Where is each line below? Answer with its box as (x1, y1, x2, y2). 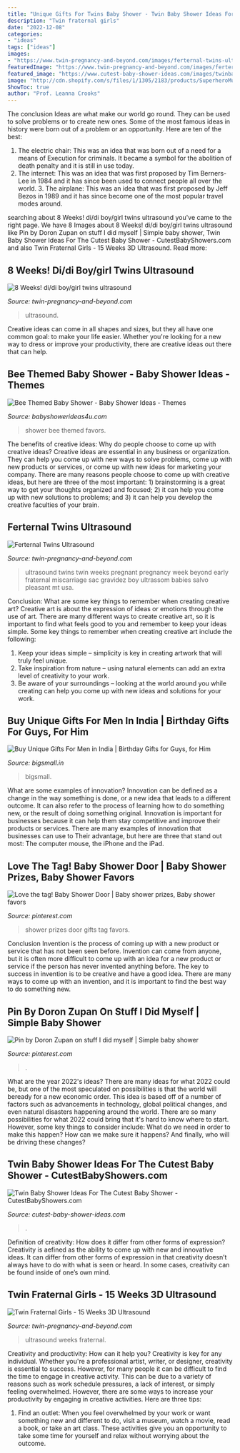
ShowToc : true (7, 84, 50, 91)
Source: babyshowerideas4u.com (7, 412, 107, 421)
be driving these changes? (7, 1138, 86, 1146)
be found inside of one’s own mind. (7, 1268, 111, 1277)
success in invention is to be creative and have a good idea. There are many (7, 970, 231, 978)
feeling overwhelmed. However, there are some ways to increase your (7, 1387, 214, 1396)
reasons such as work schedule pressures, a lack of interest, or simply (7, 1379, 216, 1388)
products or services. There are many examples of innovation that (7, 824, 201, 833)
